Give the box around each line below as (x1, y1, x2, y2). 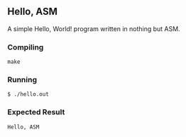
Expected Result (7, 107, 65, 117)
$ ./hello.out (7, 91, 50, 98)
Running (7, 75, 38, 84)
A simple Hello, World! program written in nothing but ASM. (7, 24, 180, 33)
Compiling (7, 42, 44, 52)
